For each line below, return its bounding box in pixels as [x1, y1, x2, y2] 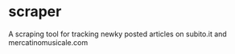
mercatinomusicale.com [8, 37, 89, 47]
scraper [8, 2, 62, 21]
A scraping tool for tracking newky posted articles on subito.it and [8, 29, 227, 39]
